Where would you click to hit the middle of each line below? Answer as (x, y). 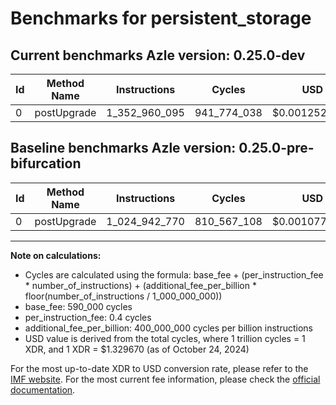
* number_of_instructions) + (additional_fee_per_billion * (140, 285)
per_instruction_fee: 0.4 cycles (88, 317)
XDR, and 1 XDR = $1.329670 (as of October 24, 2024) (137, 349)
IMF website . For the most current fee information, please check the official (165, 379)
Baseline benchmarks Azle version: (123, 148)
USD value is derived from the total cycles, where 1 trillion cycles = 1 (165, 338)
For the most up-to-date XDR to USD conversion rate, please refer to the (159, 368)
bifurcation (46, 163)
